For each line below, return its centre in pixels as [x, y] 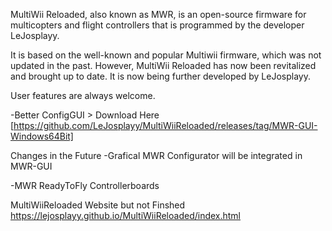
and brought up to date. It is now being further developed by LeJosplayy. [160, 76]
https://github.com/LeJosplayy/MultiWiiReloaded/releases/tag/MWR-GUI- [165, 125]
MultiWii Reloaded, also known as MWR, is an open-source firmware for [158, 14]
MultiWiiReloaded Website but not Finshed [98, 205]
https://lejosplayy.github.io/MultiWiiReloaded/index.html [126, 215]
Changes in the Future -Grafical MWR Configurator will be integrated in [156, 155]
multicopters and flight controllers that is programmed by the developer [157, 25]
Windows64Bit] [42, 136]
